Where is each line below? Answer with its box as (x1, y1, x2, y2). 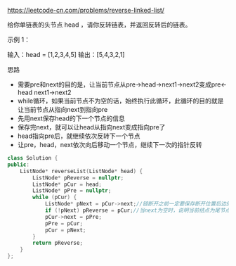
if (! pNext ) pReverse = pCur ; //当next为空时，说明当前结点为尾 (44, 207, 220, 214)
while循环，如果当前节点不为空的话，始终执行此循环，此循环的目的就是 (17, 96, 224, 105)
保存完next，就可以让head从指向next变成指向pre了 (17, 123, 166, 131)
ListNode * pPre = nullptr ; (32, 187, 112, 194)
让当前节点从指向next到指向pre (17, 106, 108, 113)
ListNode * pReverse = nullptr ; (32, 174, 124, 182)
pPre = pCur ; (44, 220, 83, 227)
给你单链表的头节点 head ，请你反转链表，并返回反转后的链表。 (7, 20, 192, 29)
